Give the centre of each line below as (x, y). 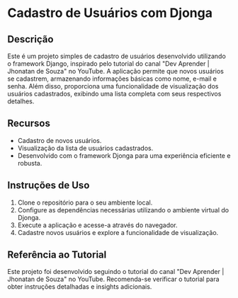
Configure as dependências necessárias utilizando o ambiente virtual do (123, 210)
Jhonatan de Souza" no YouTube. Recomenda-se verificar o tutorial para (113, 279)
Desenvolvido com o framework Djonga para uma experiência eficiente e (124, 155)
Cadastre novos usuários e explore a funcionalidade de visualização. (118, 232)
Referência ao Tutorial (57, 255)
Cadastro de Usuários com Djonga (110, 13)
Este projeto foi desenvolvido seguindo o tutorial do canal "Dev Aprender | (116, 272)
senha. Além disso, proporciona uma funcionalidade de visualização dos (113, 86)
